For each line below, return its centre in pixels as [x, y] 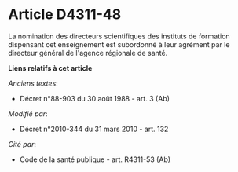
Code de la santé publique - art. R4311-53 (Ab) [95, 159]
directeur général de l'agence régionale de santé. [88, 53]
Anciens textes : [33, 83]
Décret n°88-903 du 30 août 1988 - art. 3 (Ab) [95, 98]
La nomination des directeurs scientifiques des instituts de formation [119, 36]
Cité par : [22, 144]
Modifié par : [28, 113]
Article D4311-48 [65, 15]
